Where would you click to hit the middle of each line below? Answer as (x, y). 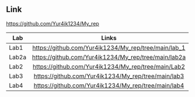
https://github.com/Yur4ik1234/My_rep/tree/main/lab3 (109, 76)
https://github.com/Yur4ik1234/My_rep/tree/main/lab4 (109, 85)
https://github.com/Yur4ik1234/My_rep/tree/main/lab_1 (109, 48)
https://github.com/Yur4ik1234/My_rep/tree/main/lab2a (109, 57)
